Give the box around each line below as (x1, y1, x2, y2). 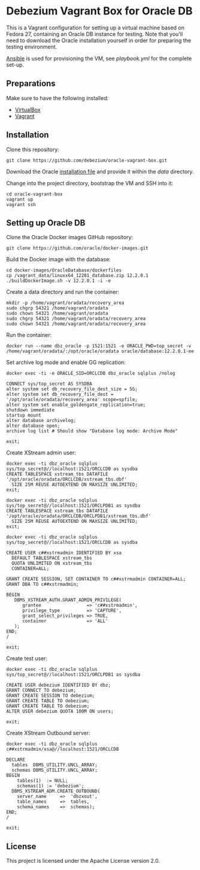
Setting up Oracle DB (6, 218, 86, 228)
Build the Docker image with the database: (6, 256, 111, 263)
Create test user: (6, 655, 48, 662)
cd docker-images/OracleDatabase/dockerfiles (6, 267, 122, 273)
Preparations (6, 79, 56, 89)
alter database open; (6, 423, 60, 429)
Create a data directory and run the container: (6, 288, 120, 296)
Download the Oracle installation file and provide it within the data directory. (6, 168, 194, 175)
